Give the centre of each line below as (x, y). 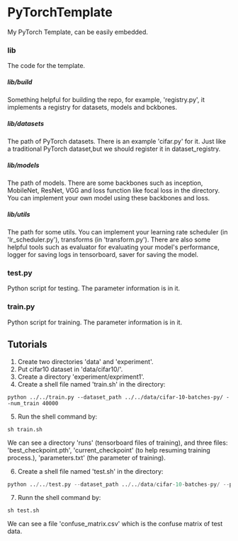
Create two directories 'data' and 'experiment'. (85, 361)
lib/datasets (26, 123)
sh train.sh (25, 429)
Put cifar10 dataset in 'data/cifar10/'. (70, 369)
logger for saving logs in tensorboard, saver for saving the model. (103, 255)
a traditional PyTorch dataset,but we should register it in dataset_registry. (114, 149)
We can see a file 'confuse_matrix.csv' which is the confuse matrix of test (115, 524)
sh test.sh (23, 511)
